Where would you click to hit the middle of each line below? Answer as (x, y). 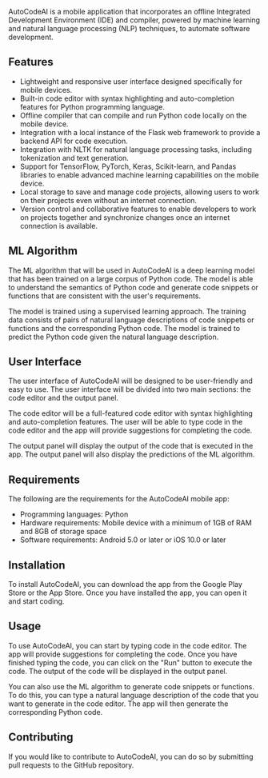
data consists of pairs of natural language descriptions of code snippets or (131, 320)
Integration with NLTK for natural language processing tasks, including (136, 149)
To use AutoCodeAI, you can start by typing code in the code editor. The (128, 645)
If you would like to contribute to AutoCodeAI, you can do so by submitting (131, 756)
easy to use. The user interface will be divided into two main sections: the (130, 389)
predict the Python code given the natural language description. (114, 337)
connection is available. (59, 225)
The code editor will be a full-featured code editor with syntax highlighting (131, 413)
